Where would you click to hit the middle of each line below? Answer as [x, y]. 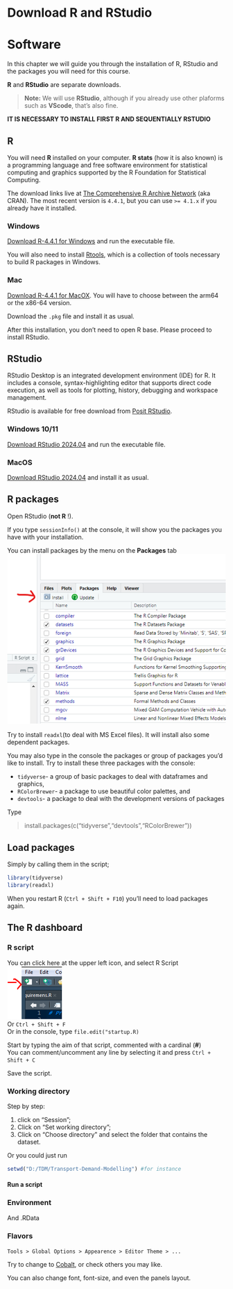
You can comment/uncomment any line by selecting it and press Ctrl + [109, 1052]
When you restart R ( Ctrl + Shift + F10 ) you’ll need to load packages [107, 898]
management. [27, 398]
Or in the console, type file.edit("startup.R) [74, 1031]
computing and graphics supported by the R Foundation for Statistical [107, 172]
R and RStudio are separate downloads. [64, 85]
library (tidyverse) [35, 878]
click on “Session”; [44, 1119]
